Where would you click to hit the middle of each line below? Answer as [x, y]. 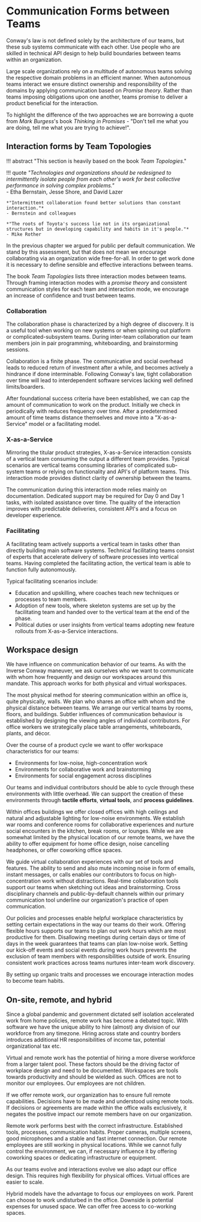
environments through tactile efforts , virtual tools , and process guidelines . [100, 800]
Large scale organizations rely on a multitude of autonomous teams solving [99, 71]
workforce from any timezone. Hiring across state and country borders [94, 1033]
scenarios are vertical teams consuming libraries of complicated [85, 465]
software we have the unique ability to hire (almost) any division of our [93, 1027]
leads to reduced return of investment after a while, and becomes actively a [100, 368]
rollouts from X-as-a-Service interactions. [67, 631]
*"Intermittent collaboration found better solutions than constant [94, 202]
